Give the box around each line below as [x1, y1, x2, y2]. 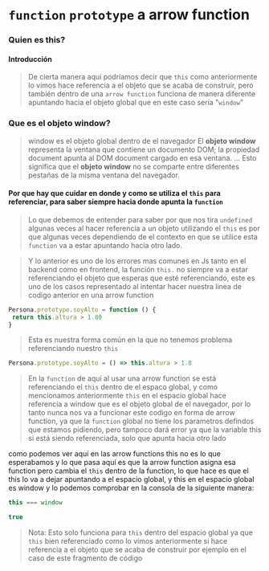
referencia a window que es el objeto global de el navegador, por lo [27, 399, 251, 409]
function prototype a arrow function [8, 6, 251, 24]
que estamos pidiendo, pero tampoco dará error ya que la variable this [27, 425, 262, 434]
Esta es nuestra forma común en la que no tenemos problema [27, 335, 233, 345]
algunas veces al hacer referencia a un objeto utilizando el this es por [27, 223, 261, 233]
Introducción [8, 54, 52, 63]
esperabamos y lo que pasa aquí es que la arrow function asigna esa [8, 458, 236, 467]
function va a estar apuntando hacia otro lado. [27, 240, 183, 250]
